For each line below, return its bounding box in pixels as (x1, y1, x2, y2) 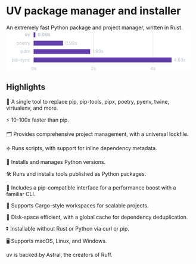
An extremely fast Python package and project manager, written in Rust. (6, 24, 183, 31)
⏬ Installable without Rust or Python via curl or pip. (6, 225, 130, 232)
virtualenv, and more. (6, 104, 58, 111)
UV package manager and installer (6, 4, 181, 18)
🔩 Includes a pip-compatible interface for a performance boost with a (6, 184, 176, 191)
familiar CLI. (6, 190, 36, 197)
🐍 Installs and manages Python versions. (6, 158, 106, 165)
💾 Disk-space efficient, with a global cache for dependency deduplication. (6, 213, 188, 220)
